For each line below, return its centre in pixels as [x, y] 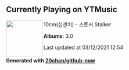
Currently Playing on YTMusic [62, 10]
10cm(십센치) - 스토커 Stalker [77, 24]
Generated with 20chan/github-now [51, 61]
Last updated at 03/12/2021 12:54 [83, 47]
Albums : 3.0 [58, 36]
